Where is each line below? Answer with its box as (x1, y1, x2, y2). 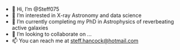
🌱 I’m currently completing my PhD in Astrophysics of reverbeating (11, 18, 174, 25)
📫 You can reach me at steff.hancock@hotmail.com (11, 37, 139, 44)
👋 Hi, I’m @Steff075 (11, 6, 60, 12)
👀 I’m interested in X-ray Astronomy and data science (11, 12, 142, 19)
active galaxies (11, 24, 48, 31)
